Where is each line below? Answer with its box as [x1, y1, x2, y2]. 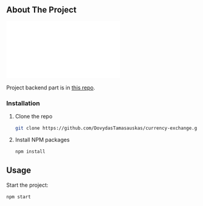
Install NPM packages [15, 136, 70, 143]
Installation [6, 99, 41, 108]
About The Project [6, 5, 77, 15]
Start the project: [6, 181, 48, 188]
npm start [6, 193, 32, 200]
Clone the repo [15, 113, 53, 120]
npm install [15, 148, 45, 155]
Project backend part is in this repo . [6, 84, 96, 91]
